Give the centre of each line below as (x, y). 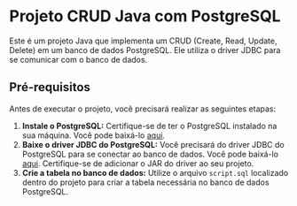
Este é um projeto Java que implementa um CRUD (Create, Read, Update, (143, 41)
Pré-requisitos (50, 87)
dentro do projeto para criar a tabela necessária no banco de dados (145, 182)
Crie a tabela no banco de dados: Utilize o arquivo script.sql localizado (155, 172)
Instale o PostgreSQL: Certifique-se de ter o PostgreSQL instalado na (149, 126)
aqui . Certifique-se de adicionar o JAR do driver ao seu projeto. (138, 163)
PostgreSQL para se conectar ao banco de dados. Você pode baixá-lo (150, 154)
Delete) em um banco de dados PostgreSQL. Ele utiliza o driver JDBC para (145, 50)
